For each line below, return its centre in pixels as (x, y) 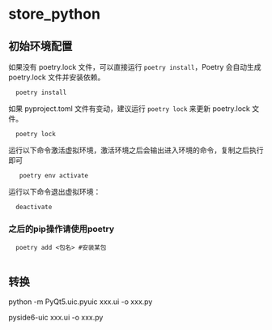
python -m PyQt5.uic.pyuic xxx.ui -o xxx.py (81, 302)
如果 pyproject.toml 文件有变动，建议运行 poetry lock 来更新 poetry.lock (130, 109)
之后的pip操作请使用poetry (62, 229)
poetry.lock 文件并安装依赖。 (57, 77)
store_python (55, 14)
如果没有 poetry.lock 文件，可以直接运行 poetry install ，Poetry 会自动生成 (135, 67)
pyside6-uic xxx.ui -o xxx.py (56, 318)
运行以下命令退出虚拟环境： (55, 192)
